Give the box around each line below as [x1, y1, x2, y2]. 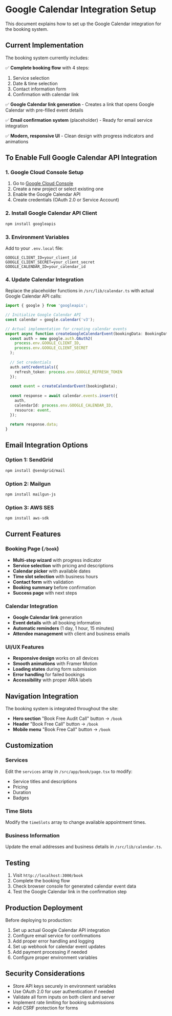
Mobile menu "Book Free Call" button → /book [12, 726, 111, 733]
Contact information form [12, 86, 67, 92]
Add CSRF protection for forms [12, 1005, 78, 1011]
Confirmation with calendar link [12, 91, 79, 97]
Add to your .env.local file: [5, 245, 63, 251]
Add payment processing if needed [12, 949, 88, 955]
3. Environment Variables [5, 233, 70, 241]
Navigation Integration [5, 692, 78, 700]
